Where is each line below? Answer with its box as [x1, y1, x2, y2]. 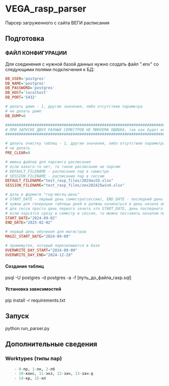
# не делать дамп [5, 108, 42, 114]
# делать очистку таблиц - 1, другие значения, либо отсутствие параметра [5, 141, 165, 146]
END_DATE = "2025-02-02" [5, 220, 53, 225]
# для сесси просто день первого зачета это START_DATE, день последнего [5, 206, 163, 211]
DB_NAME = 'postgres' [5, 81, 46, 86]
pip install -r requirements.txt [5, 297, 65, 303]
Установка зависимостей [5, 286, 61, 292]
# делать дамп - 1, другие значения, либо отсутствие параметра [5, 104, 143, 109]
